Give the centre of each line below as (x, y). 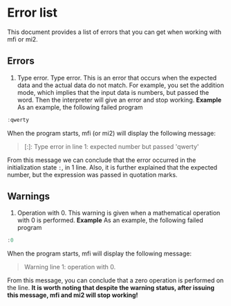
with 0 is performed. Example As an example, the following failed (110, 220)
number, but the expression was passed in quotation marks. (92, 174)
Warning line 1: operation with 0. (70, 267)
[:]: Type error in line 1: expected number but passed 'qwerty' (111, 146)
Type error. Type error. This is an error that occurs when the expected (117, 78)
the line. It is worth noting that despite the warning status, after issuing (111, 288)
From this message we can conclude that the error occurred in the (102, 160)
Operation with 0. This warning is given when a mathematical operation (119, 213)
